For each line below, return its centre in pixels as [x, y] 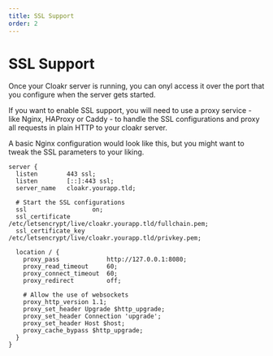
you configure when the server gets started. [82, 95]
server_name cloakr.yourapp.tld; [76, 189]
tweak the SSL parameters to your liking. [76, 152]
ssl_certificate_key [50, 231]
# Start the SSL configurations [71, 203]
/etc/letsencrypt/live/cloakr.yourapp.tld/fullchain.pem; [108, 224]
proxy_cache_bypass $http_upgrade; [83, 331]
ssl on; [60, 210]
